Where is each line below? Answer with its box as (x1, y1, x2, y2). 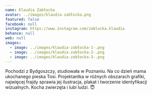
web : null (5, 36, 26, 41)
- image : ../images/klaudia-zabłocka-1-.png (10, 45, 105, 50)
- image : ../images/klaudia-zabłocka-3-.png (10, 54, 105, 60)
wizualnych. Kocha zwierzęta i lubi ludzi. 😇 (5, 84, 95, 90)
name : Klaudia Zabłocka (5, 7, 55, 13)
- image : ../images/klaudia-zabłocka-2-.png (10, 50, 105, 55)
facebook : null (5, 21, 37, 27)
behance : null (5, 31, 35, 36)
